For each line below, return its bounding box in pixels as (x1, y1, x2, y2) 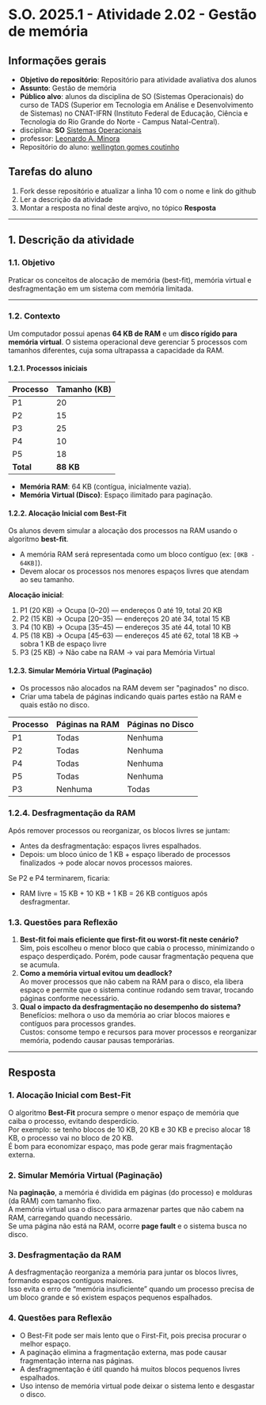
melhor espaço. (19, 1338, 71, 1348)
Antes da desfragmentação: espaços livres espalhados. (19, 841, 202, 851)
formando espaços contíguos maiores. (8, 1276, 135, 1285)
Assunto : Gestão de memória (19, 83, 117, 93)
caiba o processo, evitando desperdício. (8, 1116, 140, 1125)
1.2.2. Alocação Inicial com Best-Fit (8, 508, 127, 518)
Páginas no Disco (127, 719, 194, 730)
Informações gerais (8, 54, 107, 67)
